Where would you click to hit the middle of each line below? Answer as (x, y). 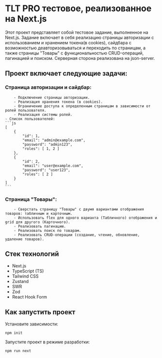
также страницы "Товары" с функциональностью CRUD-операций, (74, 53)
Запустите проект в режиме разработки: (48, 342)
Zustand (20, 281)
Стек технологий (32, 254)
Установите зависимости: (32, 324)
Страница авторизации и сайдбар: (48, 87)
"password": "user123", (46, 170)
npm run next (18, 351)
